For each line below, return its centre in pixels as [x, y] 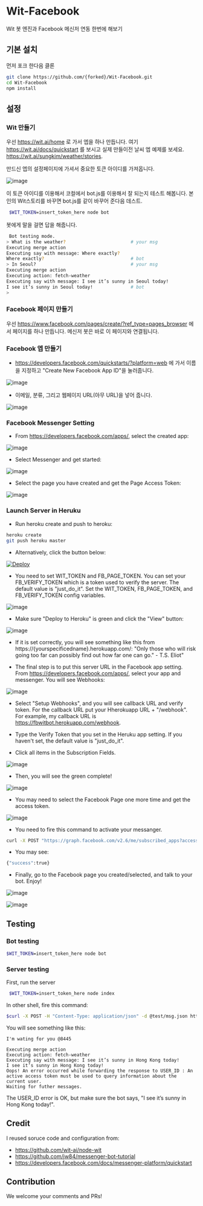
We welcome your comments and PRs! [54, 1196]
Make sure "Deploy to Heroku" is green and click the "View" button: [99, 618]
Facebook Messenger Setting [50, 423]
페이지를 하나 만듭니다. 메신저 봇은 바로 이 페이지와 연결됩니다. [86, 331]
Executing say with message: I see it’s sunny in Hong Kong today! [93, 1060]
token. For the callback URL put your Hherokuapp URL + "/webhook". [101, 709]
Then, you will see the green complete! [63, 776]
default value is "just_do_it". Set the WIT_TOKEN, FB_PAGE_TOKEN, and [104, 588]
